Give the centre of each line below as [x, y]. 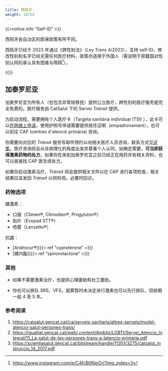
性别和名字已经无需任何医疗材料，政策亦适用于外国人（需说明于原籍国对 [84, 56]
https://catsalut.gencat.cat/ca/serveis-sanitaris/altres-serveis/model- [84, 322]
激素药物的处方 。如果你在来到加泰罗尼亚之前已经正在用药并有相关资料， [84, 154]
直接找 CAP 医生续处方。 [39, 161]
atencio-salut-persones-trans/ [43, 327]
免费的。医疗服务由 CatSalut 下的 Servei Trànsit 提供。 [66, 108]
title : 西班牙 [19, 10]
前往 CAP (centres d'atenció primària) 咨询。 [55, 131]
